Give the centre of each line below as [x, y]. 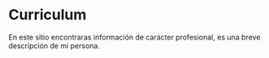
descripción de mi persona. [54, 45]
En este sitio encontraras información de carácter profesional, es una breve [134, 37]
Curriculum [48, 15]
